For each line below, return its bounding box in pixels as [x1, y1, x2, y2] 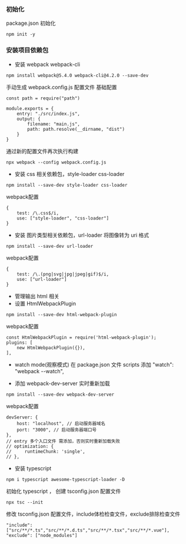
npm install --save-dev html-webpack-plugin [6, 311, 117, 317]
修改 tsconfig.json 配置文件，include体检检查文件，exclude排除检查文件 [6, 510, 181, 518]
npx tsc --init [6, 499, 44, 505]
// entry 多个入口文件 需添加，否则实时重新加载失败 [6, 438, 121, 444]
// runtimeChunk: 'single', [6, 449, 85, 455]
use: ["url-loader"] [16, 276, 67, 282]
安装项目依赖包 [6, 46, 49, 54]
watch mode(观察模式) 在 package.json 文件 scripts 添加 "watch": [14, 361, 174, 368]
